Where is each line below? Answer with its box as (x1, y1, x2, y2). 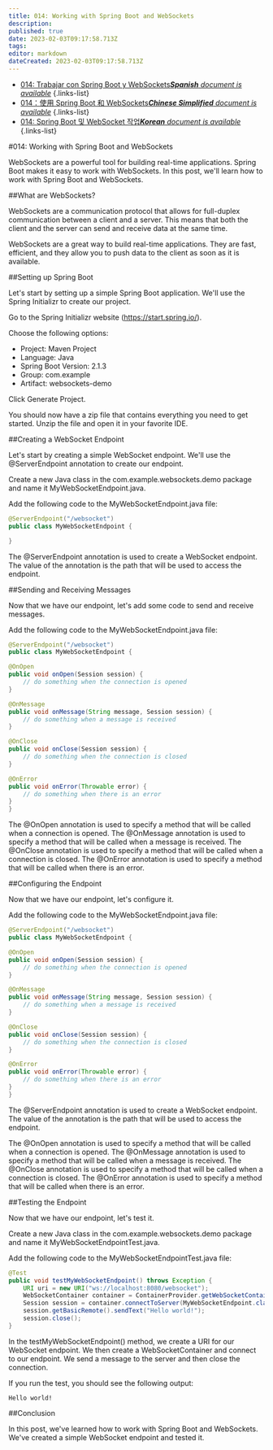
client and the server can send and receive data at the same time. (8, 223, 228, 233)
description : (8, 20, 53, 28)
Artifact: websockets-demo (19, 378, 112, 388)
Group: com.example (19, 369, 91, 379)
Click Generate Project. (8, 394, 86, 403)
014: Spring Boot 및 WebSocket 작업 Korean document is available (19, 116, 241, 126)
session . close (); (23, 1314, 82, 1322)
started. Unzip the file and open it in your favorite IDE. (8, 418, 188, 428)
